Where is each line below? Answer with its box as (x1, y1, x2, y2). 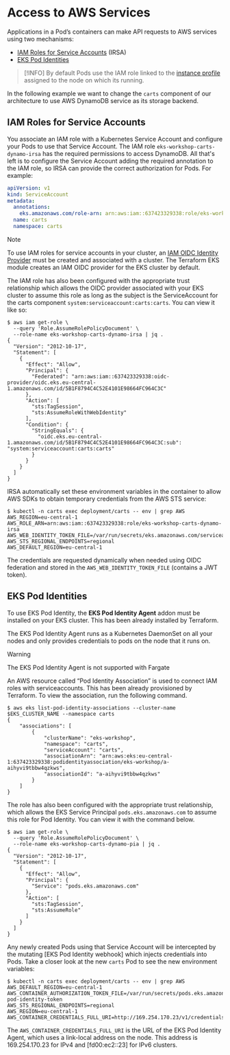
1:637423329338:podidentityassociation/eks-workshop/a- (7, 758, 170, 765)
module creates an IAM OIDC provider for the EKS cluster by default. (7, 263, 201, 271)
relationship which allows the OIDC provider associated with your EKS (7, 284, 204, 292)
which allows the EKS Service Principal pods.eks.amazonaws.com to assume (7, 808, 217, 816)
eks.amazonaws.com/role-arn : (19, 210, 103, 217)
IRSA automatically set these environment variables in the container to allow (7, 487, 221, 495)
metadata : (7, 197, 36, 204)
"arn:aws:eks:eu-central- (99, 752, 173, 760)
